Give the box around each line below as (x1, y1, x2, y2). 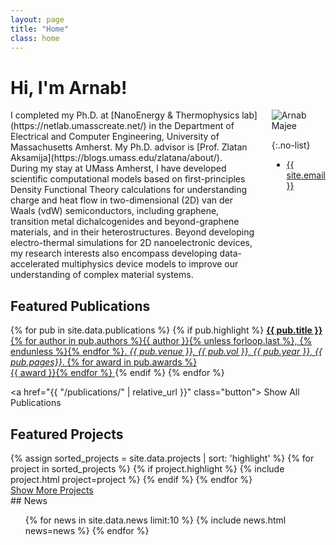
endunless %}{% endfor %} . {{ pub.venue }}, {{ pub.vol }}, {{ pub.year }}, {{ (10, 346, 323, 358)
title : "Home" (10, 24, 70, 34)
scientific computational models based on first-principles (10, 173, 246, 185)
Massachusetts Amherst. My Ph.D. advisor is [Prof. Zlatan (10, 141, 248, 153)
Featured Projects (10, 426, 124, 443)
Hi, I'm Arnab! (10, 76, 128, 99)
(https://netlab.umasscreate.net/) (10, 120, 147, 132)
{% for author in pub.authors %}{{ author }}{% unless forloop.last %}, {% (10, 335, 313, 347)
